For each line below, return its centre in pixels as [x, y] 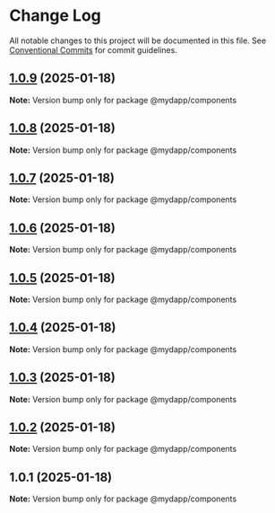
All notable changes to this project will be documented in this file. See [138, 40]
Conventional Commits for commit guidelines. [93, 49]
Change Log [55, 16]
